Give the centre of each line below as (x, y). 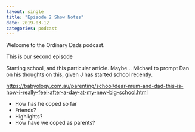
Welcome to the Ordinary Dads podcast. (55, 45)
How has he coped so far (46, 104)
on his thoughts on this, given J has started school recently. (80, 74)
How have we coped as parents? (55, 123)
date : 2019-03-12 (28, 23)
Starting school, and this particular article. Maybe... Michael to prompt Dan (98, 68)
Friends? (26, 110)
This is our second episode (40, 56)
